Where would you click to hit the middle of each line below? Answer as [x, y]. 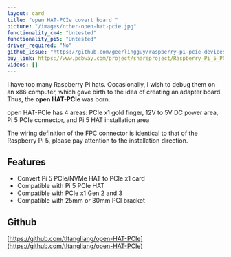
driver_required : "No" [40, 45]
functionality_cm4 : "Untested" [52, 33]
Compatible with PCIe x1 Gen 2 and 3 [69, 193]
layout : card [26, 13]
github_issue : [27, 52]
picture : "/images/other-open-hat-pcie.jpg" [72, 26]
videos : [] [23, 65]
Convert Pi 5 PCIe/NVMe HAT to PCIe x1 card [81, 178]
